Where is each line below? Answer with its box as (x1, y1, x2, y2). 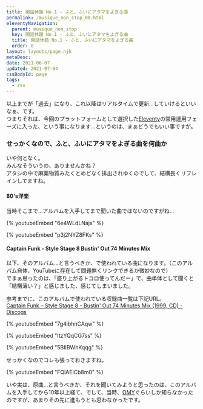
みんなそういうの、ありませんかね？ (6, 162, 97, 169)
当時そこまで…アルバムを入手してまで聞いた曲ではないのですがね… (6, 207, 175, 214)
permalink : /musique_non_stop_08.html (6, 15, 104, 21)
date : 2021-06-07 (6, 60, 50, 66)
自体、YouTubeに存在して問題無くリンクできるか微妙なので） (16, 267, 171, 274)
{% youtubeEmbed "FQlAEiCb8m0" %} (6, 368, 104, 376)
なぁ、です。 (6, 108, 38, 114)
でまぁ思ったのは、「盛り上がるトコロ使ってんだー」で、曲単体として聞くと (6, 274, 195, 282)
